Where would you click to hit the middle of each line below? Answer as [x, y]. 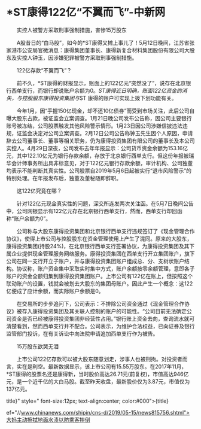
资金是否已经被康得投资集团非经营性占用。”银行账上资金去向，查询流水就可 [103, 318]
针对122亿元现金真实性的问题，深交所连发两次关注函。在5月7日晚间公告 [105, 203]
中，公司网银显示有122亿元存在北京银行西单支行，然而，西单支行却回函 [94, 211]
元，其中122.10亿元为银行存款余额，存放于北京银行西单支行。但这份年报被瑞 [100, 156]
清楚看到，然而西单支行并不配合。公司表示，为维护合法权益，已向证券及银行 [100, 326]
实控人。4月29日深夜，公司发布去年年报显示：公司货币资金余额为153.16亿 [97, 148]
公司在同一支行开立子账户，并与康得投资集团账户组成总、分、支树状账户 [95, 261]
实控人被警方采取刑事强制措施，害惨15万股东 [71, 30]
